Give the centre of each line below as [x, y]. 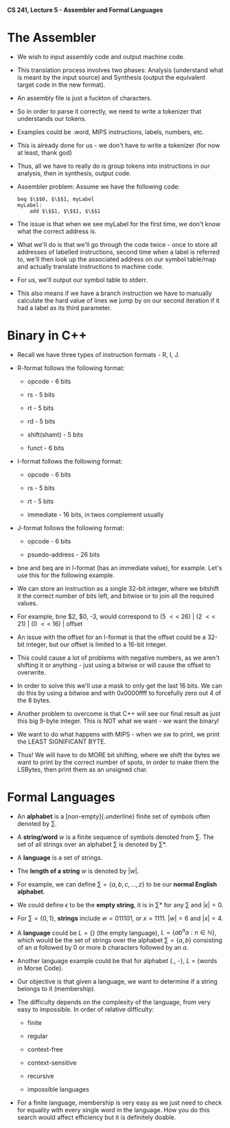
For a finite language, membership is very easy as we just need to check [119, 1103]
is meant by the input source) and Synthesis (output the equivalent [111, 77]
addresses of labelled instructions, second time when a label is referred [118, 252]
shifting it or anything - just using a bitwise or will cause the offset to [114, 665]
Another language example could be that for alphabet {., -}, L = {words [117, 961]
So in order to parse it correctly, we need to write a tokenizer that [109, 111]
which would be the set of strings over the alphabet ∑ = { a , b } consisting [119, 940]
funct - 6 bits [46, 448]
